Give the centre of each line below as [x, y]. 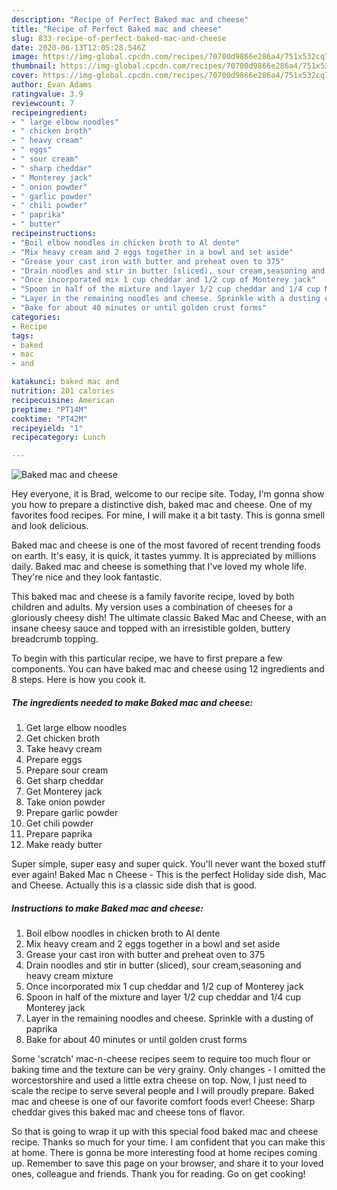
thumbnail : [34, 66]
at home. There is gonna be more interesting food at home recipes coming [164, 1153]
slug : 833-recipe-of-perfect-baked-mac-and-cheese [119, 38]
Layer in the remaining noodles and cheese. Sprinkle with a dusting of [169, 1018]
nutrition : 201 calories [63, 391]
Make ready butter [64, 845]
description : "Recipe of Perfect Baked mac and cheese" [130, 19]
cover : [25, 76]
